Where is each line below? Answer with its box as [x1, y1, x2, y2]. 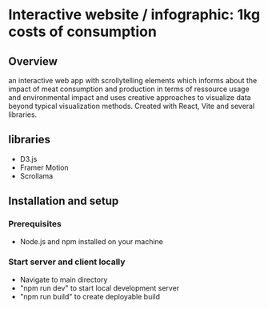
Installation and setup [8, 195, 119, 208]
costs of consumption [8, 22, 158, 41]
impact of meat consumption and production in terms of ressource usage [8, 84, 250, 94]
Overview [8, 54, 58, 68]
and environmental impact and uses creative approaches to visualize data [8, 93, 251, 102]
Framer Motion [19, 163, 70, 172]
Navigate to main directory [19, 275, 108, 284]
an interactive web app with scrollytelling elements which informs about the [8, 76, 258, 85]
